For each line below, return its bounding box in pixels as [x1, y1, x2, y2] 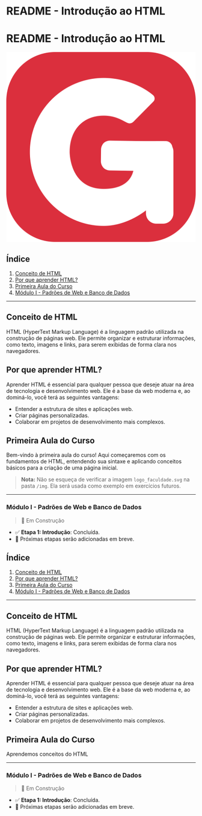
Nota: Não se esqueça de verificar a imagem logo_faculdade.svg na [20, 476, 190, 483]
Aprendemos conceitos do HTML [6, 750, 88, 758]
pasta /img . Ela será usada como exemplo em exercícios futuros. [20, 482, 182, 489]
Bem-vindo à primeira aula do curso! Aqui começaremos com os [6, 451, 167, 459]
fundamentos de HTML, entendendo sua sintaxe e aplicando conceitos [6, 458, 182, 465]
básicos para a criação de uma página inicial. [6, 464, 118, 471]
